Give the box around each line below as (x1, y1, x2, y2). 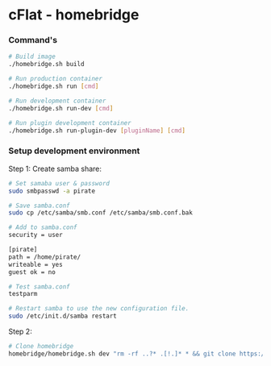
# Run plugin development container (8, 119, 131, 127)
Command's (8, 35, 58, 46)
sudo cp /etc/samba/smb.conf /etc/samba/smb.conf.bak (8, 209, 194, 217)
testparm (8, 290, 38, 298)
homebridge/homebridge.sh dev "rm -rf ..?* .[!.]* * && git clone (8, 349, 236, 358)
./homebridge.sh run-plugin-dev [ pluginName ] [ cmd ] (8, 127, 186, 135)
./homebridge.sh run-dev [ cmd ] (8, 104, 114, 112)
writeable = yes (8, 260, 63, 268)
